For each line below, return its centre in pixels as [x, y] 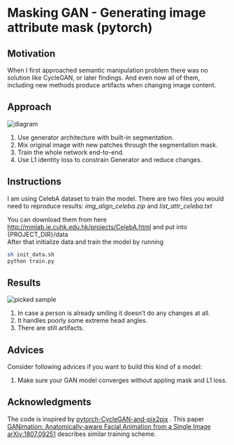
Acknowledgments [50, 402]
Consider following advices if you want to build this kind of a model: [105, 367]
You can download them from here [57, 219]
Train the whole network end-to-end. [71, 152]
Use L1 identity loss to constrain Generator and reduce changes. [110, 159]
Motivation [31, 53]
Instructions [34, 182]
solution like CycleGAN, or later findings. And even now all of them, [104, 78]
